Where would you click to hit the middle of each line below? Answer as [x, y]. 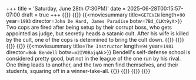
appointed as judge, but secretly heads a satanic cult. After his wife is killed [98, 34]
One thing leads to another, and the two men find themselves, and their [92, 65]
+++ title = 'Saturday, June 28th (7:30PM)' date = [66, 9]
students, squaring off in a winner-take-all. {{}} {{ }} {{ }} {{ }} [78, 71]
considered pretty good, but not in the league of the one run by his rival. [94, 59]
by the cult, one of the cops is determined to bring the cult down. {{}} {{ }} [95, 40]
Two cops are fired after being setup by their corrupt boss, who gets [89, 27]
